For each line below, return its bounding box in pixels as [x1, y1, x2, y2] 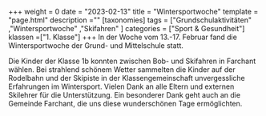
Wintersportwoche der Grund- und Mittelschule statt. [8, 41, 184, 50]
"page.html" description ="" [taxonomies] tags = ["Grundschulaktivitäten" [8, 15, 252, 25]
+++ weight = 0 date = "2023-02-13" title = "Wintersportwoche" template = [8, 7, 259, 16]
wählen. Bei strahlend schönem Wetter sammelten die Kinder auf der [8, 65, 236, 74]
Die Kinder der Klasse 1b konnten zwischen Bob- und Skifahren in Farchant [8, 56, 256, 66]
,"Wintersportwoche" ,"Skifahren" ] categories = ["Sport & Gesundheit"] [8, 24, 245, 33]
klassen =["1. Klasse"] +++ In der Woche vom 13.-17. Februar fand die [8, 32, 238, 42]
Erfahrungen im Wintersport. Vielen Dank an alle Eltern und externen [8, 82, 235, 91]
